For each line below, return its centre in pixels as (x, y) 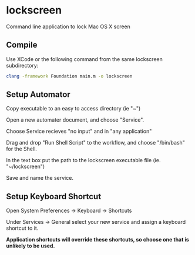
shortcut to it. (22, 228)
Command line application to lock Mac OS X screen (68, 26)
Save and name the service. (40, 178)
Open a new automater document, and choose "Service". (75, 120)
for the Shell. (21, 149)
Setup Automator (38, 95)
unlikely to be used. (31, 246)
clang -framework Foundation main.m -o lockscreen (69, 76)
